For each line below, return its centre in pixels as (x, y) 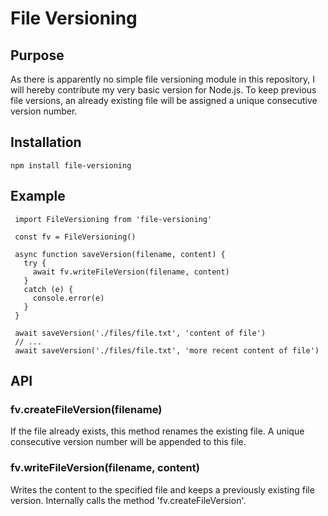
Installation (46, 142)
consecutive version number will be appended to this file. (128, 442)
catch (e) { (48, 289)
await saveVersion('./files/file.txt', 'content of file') (140, 333)
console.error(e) (68, 298)
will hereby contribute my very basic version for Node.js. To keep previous (163, 90)
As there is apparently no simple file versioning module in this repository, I (163, 79)
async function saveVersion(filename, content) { (120, 254)
